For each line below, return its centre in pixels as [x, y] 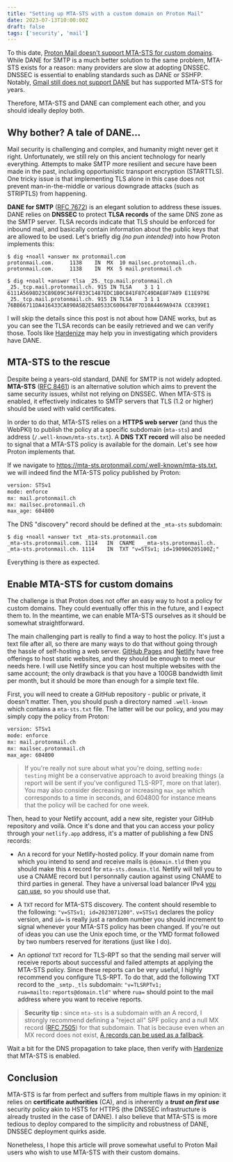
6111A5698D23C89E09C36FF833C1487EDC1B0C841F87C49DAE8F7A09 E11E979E [109, 293]
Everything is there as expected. [54, 562]
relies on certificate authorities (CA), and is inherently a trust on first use [113, 1102]
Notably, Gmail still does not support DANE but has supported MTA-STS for [115, 82]
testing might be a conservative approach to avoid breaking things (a [124, 775]
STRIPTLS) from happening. [47, 194]
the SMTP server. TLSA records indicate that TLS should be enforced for [111, 222]
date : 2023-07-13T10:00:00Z [48, 20]
